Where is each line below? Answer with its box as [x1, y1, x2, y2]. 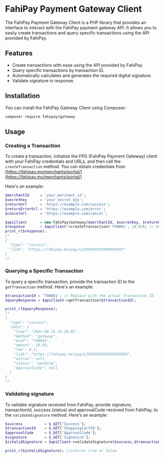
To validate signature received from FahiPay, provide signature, [5, 401, 132, 407]
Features [5, 49, 33, 57]
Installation [5, 92, 40, 100]
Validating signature [5, 391, 55, 398]
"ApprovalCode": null [14, 365, 58, 370]
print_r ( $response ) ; [5, 229, 47, 234]
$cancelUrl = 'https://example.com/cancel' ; [5, 211, 108, 216]
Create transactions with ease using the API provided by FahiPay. [12, 62, 144, 68]
